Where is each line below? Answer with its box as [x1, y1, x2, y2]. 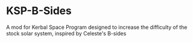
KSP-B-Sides [6, 4, 72, 18]
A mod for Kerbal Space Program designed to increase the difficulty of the [6, 24, 188, 31]
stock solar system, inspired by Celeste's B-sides [6, 29, 127, 37]
